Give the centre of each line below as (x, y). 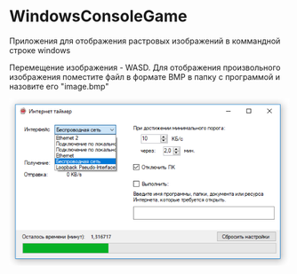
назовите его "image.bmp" (59, 86)
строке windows (40, 50)
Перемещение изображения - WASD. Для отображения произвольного (145, 67)
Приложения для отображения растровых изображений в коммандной (145, 41)
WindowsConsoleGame (98, 16)
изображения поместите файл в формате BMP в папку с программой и (144, 76)
